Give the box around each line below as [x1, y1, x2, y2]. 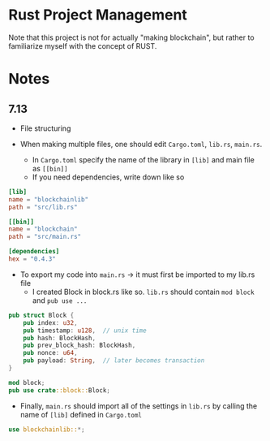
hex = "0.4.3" [8, 255, 57, 263]
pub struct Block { [8, 311, 75, 319]
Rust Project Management [8, 6, 188, 24]
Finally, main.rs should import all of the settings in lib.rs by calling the [19, 400, 258, 411]
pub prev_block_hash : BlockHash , [23, 341, 136, 350]
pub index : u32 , [23, 318, 79, 326]
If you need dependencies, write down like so [32, 172, 185, 182]
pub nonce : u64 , [23, 349, 79, 357]
